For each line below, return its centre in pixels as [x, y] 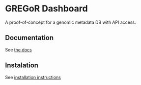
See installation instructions [33, 77]
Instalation [22, 65]
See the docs [18, 49]
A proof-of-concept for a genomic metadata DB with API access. [70, 22]
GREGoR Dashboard [46, 9]
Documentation [29, 38]
